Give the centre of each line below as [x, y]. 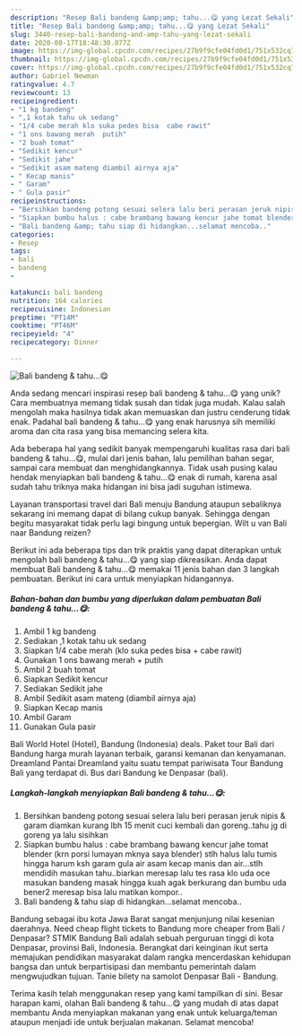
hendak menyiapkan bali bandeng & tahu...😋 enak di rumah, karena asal [144, 477]
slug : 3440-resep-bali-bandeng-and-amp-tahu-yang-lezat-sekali [131, 34]
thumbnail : [30, 59]
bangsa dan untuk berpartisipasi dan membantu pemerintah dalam [133, 966]
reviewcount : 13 [40, 92]
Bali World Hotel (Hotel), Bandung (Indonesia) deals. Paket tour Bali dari [142, 744]
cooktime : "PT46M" [44, 326]
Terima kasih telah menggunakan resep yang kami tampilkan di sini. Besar [147, 993]
